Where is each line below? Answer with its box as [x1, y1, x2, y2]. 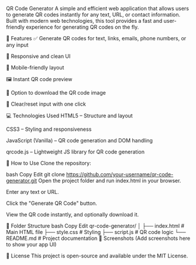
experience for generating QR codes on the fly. [26, 23, 139, 30]
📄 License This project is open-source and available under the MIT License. [6, 252, 188, 259]
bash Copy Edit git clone [6, 171, 66, 177]
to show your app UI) [6, 241, 57, 247]
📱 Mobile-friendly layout [6, 64, 64, 71]
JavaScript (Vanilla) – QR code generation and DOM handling [6, 137, 153, 144]
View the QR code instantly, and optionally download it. [6, 211, 139, 218]
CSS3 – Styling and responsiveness [6, 125, 92, 132]
